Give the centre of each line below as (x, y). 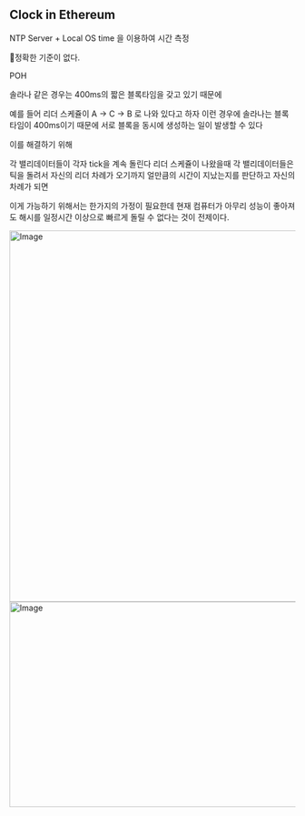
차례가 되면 (29, 186)
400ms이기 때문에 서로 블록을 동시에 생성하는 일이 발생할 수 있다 (148, 125)
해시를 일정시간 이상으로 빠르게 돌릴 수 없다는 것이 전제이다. (124, 217)
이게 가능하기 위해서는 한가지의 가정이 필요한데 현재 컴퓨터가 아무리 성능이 (140, 206)
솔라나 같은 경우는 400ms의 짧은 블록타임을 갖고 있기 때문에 (116, 94)
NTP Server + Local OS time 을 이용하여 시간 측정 (99, 38)
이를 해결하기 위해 (41, 144)
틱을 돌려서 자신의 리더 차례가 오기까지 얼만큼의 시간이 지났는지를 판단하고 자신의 (152, 175)
